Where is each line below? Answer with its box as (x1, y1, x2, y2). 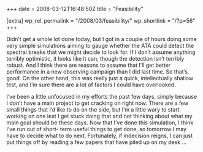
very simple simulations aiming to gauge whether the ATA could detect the (6, 42, 194, 49)
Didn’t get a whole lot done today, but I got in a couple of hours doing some (6, 36, 197, 42)
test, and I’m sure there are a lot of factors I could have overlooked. (6, 81, 176, 88)
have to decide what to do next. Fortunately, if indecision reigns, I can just (6, 132, 193, 139)
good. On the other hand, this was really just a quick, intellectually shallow (6, 75, 194, 82)
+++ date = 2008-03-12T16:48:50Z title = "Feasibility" (6, 6, 144, 12)
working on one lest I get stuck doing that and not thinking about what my (6, 113, 193, 120)
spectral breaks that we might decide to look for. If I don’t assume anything (6, 48, 196, 56)
